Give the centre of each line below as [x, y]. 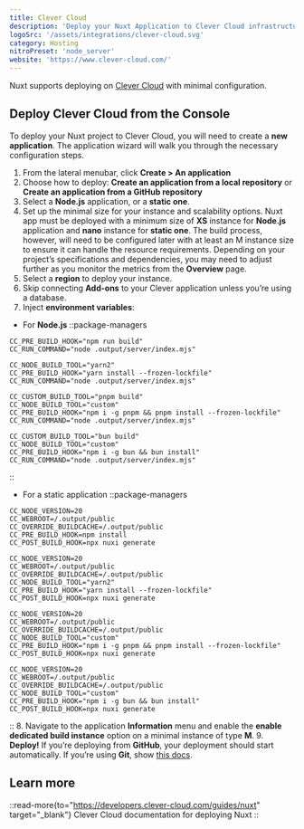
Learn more [43, 783]
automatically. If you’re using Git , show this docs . [101, 754]
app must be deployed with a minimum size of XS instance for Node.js [154, 220]
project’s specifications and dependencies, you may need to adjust [147, 259]
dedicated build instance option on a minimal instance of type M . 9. [137, 735]
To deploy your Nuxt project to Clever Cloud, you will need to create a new [148, 136]
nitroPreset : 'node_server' [62, 52]
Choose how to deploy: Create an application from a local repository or [157, 182]
